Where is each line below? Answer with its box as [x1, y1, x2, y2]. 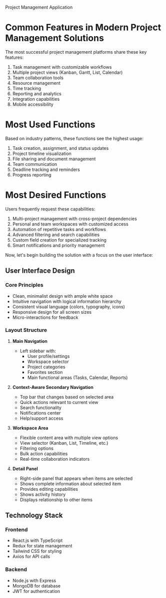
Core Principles [5, 282, 43, 289]
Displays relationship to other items [19, 496, 92, 503]
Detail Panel [12, 466, 38, 472]
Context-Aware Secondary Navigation [12, 384, 93, 390]
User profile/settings [27, 353, 70, 359]
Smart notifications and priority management [12, 242, 105, 248]
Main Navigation [12, 338, 47, 344]
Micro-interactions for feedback [12, 314, 78, 320]
